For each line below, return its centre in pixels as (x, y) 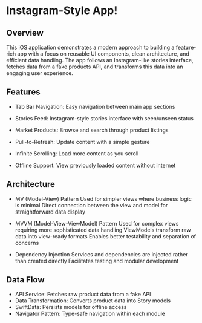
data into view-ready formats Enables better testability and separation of (106, 236)
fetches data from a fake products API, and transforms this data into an (95, 67)
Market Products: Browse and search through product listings (92, 130)
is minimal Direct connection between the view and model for (91, 205)
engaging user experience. (40, 73)
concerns (27, 243)
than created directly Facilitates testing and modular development (97, 261)
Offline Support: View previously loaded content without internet (95, 165)
